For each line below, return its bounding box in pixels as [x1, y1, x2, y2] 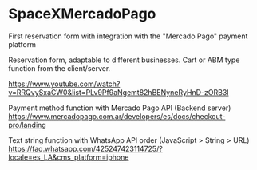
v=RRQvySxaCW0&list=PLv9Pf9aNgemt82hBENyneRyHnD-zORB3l [8, 87, 229, 97]
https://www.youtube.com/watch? [8, 79, 121, 89]
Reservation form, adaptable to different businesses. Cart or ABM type [8, 55, 240, 65]
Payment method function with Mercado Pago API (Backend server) [8, 103, 231, 113]
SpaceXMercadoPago [8, 5, 156, 23]
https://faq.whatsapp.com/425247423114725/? [8, 144, 164, 153]
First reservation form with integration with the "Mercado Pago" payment [8, 31, 248, 41]
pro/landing [8, 120, 46, 129]
